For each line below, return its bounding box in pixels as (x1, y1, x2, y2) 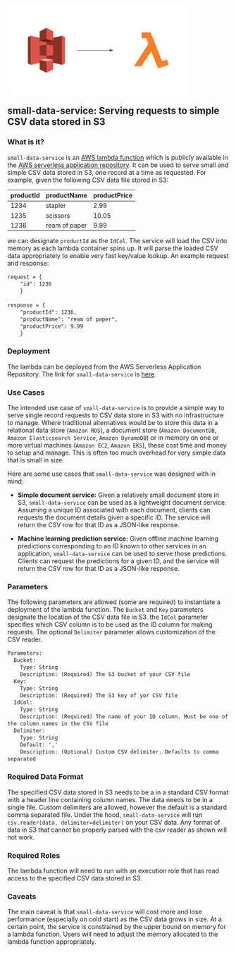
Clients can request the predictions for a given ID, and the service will (17, 557, 220, 565)
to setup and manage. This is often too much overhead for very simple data (7, 448, 226, 457)
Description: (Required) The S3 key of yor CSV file (20, 692, 178, 699)
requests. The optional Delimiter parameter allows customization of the (7, 628, 216, 637)
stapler (45, 202, 66, 210)
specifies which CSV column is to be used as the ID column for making (7, 620, 213, 629)
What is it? (7, 137, 44, 147)
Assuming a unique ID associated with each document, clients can (17, 506, 211, 515)
